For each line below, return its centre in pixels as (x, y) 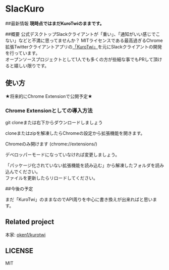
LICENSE (19, 251)
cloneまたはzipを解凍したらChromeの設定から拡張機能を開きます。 (75, 133)
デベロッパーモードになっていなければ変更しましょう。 (63, 155)
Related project (30, 222)
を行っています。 (23, 53)
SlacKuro (25, 9)
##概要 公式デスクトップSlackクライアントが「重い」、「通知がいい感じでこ (83, 34)
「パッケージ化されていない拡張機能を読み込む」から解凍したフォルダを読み (85, 166)
